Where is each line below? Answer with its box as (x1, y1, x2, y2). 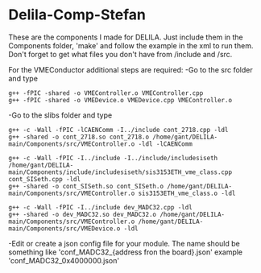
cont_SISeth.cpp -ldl (8, 175, 81, 183)
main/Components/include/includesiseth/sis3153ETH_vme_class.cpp (8, 168, 232, 176)
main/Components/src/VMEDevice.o (8, 224, 121, 233)
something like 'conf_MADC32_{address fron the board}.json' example (8, 247, 243, 257)
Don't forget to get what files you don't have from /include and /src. (8, 49, 233, 59)
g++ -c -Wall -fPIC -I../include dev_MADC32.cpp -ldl (8, 203, 193, 211)
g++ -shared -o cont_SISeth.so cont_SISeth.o (8, 182, 164, 190)
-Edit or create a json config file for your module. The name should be (8, 238, 240, 248)
